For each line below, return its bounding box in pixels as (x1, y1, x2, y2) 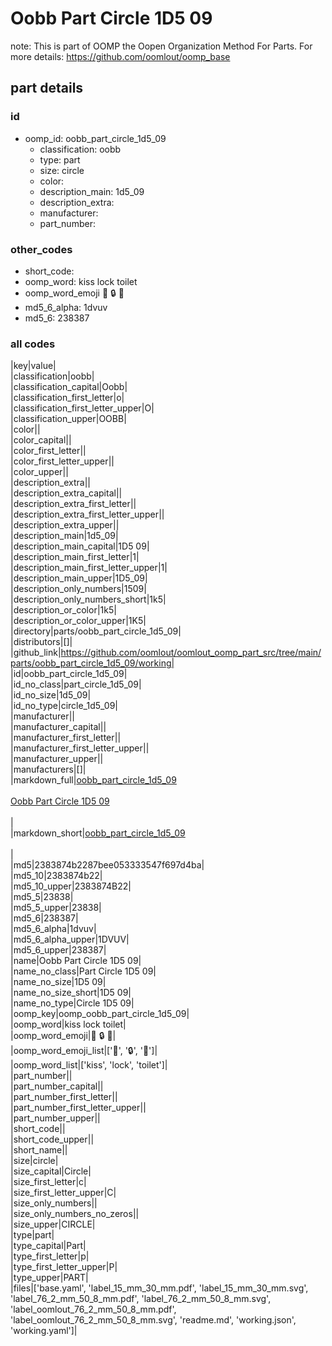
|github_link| (10, 647, 62, 659)
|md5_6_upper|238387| (10, 944, 107, 956)
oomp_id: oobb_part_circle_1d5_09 (24, 132, 167, 144)
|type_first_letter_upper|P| (10, 1261, 118, 1273)
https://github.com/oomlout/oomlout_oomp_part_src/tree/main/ (60, 647, 322, 659)
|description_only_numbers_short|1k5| (10, 593, 167, 606)
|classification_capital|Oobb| (10, 381, 128, 393)
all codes (10, 337, 56, 351)
